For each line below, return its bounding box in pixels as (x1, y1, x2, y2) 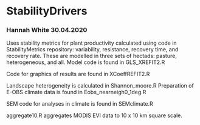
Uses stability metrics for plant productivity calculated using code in (6, 39, 178, 46)
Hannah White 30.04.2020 (6, 26, 88, 34)
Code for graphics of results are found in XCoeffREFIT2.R (6, 71, 150, 78)
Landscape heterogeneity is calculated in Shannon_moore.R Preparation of (6, 82, 195, 89)
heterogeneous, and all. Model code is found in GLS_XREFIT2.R (6, 59, 165, 66)
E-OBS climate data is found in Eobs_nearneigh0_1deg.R (6, 89, 147, 96)
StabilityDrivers (6, 4, 88, 18)
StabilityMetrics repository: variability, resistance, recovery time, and (6, 46, 179, 53)
